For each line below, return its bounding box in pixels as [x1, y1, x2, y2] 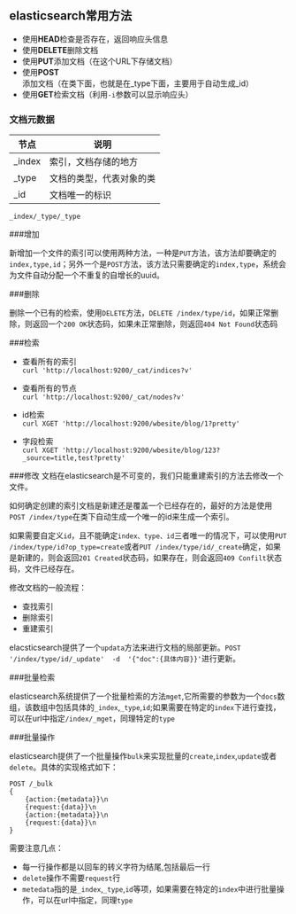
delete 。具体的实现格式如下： [9, 762, 118, 773]
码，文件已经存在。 [9, 564, 80, 574]
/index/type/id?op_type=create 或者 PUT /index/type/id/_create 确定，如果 [9, 542, 281, 552]
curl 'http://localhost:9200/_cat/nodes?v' [21, 393, 186, 402]
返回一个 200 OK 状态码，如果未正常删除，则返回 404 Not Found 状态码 [32, 318, 278, 330]
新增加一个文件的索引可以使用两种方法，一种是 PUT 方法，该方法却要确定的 [9, 247, 277, 259]
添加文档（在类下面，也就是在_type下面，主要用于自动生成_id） [21, 78, 254, 89]
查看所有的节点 [21, 383, 77, 394]
